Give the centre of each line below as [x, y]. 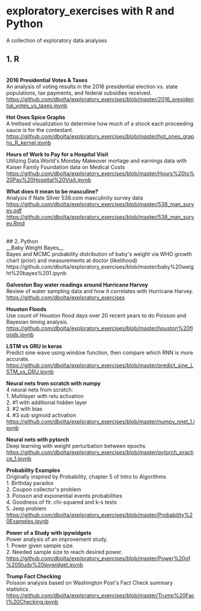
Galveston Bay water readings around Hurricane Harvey [77, 285]
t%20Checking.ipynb [32, 601]
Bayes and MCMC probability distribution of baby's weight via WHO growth [99, 254]
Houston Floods [26, 309]
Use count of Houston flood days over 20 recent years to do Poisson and [96, 315]
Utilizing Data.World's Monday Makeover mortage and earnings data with [97, 161]
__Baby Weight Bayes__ [35, 248]
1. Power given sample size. [40, 545]
